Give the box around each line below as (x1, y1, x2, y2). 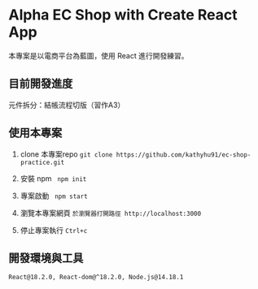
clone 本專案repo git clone (20, 149, 113, 159)
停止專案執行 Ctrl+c (20, 225, 88, 235)
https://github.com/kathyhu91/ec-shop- (116, 150, 251, 159)
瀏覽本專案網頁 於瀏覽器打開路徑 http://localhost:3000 (20, 208, 202, 218)
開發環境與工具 (8, 251, 84, 265)
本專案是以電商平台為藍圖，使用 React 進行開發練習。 (8, 50, 189, 60)
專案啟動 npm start (20, 191, 88, 201)
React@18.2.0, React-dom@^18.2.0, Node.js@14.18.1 (8, 274, 184, 282)
